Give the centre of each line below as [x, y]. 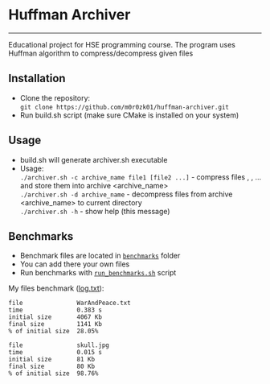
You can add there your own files [75, 264]
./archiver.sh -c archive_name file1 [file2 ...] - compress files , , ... [141, 177]
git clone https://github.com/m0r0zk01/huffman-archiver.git [125, 107]
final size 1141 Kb [55, 324]
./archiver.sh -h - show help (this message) [95, 211]
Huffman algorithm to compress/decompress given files [101, 53]
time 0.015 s [55, 353]
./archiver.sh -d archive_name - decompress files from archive [126, 194]
